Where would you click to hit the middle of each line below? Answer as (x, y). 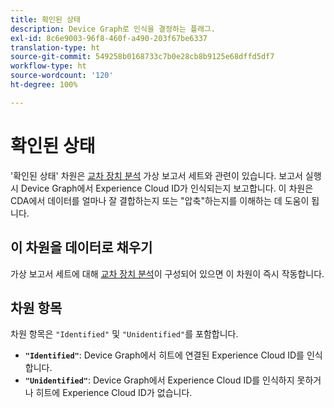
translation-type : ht (55, 47)
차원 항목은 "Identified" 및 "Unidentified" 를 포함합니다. (124, 334)
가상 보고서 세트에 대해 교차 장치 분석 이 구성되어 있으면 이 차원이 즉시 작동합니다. (167, 273)
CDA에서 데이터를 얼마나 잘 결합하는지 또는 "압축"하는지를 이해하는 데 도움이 (160, 200)
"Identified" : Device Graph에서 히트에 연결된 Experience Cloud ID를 (164, 355)
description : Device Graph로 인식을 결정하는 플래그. (113, 29)
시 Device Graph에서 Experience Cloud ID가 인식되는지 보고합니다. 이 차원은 (162, 188)
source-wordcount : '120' (62, 76)
